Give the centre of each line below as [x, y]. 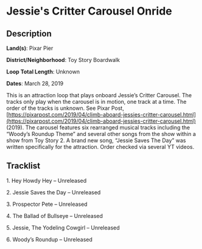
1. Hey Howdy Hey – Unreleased [47, 180]
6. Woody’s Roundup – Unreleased [50, 239]
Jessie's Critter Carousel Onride [89, 11]
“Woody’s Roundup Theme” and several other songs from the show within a [101, 134]
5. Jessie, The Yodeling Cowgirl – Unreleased [63, 227]
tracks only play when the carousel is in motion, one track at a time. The [96, 102]
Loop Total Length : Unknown [43, 72]
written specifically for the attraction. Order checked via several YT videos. [100, 147]
